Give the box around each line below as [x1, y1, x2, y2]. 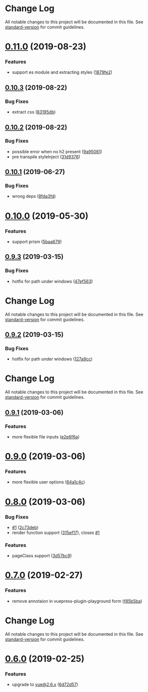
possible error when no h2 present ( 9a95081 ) [12, 148, 102, 154]
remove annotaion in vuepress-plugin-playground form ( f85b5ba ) [12, 598, 143, 604]
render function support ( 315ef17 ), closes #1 [12, 530, 100, 535]
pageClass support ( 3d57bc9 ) [12, 553, 72, 559]
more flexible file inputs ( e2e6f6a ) [12, 434, 80, 439]
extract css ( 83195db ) [12, 109, 56, 115]
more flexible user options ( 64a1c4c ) [12, 479, 85, 485]
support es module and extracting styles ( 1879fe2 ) [12, 69, 112, 75]
